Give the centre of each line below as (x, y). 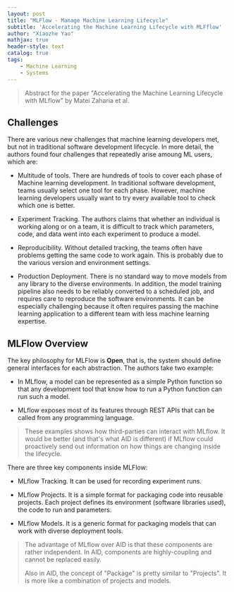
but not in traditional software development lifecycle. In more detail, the (111, 147)
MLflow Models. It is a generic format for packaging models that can (117, 524)
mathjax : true (28, 40)
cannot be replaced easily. (63, 560)
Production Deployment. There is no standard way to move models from (122, 276)
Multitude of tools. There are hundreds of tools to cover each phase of (119, 175)
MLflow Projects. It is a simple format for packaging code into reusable (120, 495)
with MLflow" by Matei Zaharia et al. (77, 100)
